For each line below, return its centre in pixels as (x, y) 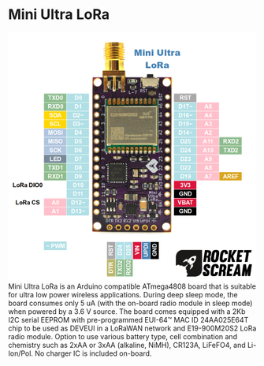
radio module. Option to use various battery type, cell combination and (123, 336)
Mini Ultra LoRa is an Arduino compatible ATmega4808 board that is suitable (132, 286)
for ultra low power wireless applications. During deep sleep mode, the (123, 294)
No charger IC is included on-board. (93, 353)
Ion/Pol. (21, 353)
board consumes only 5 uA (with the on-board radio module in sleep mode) (130, 303)
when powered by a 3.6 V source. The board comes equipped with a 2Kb (127, 311)
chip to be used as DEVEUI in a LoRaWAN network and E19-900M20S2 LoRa (132, 328)
